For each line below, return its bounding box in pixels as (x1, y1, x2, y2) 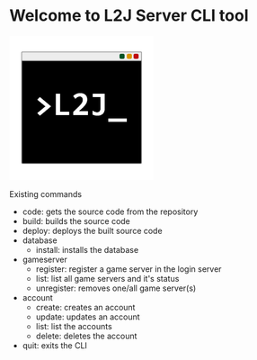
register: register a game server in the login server (35, 263, 222, 274)
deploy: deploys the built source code (22, 225, 164, 236)
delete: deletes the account (35, 330, 137, 341)
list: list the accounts (35, 320, 112, 331)
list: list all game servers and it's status (35, 273, 180, 283)
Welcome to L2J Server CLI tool (9, 5, 249, 26)
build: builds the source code (22, 215, 130, 226)
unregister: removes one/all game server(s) (35, 283, 197, 293)
